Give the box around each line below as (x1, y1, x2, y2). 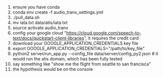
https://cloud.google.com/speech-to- (66, 30, 142, 36)
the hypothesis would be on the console (12, 66, 93, 72)
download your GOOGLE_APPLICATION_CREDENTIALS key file (12, 40, 138, 46)
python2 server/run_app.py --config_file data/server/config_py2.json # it (12, 51, 159, 57)
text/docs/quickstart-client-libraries (12, 35, 84, 41)
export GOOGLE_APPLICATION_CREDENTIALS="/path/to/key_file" (12, 46, 145, 51)
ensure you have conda (12, 4, 60, 10)
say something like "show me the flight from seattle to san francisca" (12, 61, 151, 67)
